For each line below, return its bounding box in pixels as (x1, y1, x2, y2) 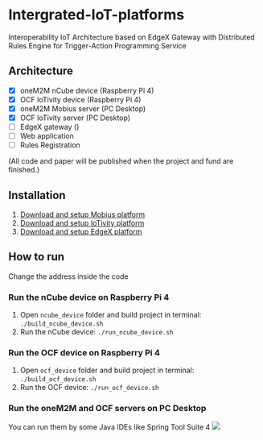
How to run (8, 250, 65, 264)
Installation (8, 188, 66, 202)
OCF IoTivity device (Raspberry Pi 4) (19, 94, 142, 104)
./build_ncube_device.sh (19, 320, 104, 328)
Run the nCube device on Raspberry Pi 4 (8, 292, 170, 303)
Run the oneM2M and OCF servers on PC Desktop (8, 403, 207, 414)
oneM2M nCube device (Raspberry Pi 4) (19, 85, 154, 95)
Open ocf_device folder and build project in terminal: (19, 365, 195, 376)
